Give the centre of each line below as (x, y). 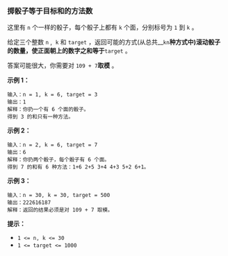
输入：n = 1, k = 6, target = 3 (52, 95)
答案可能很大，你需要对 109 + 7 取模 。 (63, 66)
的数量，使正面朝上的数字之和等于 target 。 (69, 51)
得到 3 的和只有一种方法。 (41, 117)
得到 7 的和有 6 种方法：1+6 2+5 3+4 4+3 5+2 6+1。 (78, 167)
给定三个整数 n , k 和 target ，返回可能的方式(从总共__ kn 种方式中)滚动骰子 (114, 42)
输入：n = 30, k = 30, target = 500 (59, 196)
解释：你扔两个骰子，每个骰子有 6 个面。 (58, 160)
